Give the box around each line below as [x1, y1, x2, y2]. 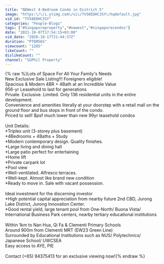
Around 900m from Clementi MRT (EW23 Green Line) [5, 227, 113, 233]
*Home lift [5, 154, 26, 160]
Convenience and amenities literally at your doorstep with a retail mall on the [5, 102, 160, 108]
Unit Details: [5, 123, 30, 129]
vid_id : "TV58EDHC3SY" [5, 16, 51, 21]
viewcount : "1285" [5, 44, 43, 49]
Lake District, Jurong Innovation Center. [5, 201, 85, 207]
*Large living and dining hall [5, 144, 62, 150]
